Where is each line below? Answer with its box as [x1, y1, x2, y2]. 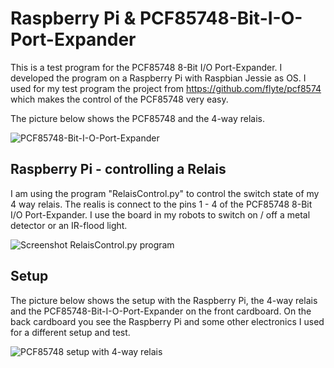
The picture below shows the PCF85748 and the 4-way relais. [10, 112, 266, 124]
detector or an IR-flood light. [10, 219, 128, 231]
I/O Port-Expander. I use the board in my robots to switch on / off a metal [10, 208, 311, 221]
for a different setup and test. [10, 326, 131, 338]
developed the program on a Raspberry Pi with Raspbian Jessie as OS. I [10, 72, 307, 84]
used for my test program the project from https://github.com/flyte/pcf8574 [10, 82, 322, 94]
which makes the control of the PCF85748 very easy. [10, 93, 229, 105]
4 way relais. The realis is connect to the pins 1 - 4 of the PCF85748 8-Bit [10, 198, 313, 210]
